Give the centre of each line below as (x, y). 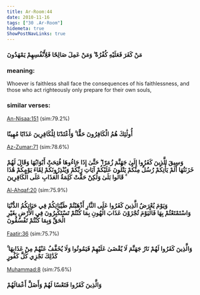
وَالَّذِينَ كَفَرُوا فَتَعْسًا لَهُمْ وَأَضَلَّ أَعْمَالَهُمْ (54, 285)
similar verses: (29, 105)
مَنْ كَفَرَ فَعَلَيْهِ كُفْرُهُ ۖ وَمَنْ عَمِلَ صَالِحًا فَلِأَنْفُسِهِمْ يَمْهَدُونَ (74, 55)
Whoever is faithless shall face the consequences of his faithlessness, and (98, 83)
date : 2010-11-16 (28, 17)
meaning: (21, 70)
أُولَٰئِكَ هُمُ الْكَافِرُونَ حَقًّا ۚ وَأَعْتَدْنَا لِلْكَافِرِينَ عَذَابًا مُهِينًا (70, 133)
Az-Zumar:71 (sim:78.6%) (38, 147)
